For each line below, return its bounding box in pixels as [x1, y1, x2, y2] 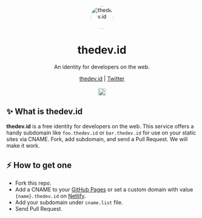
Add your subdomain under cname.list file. [15, 199, 123, 206]
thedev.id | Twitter [79, 74, 125, 82]
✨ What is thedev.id [6, 107, 83, 117]
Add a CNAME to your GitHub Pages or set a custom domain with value [15, 185, 194, 193]
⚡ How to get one [6, 160, 72, 171]
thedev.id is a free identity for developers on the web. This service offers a [6, 122, 194, 130]
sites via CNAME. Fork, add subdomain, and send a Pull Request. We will [6, 135, 188, 142]
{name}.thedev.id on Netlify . [15, 192, 86, 199]
